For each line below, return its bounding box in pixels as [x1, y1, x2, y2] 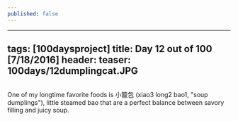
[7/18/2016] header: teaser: [7, 54, 131, 66]
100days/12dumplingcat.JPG [7, 65, 138, 77]
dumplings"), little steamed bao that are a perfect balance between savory [7, 98, 225, 107]
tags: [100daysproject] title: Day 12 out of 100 [7, 43, 212, 55]
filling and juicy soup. [7, 106, 69, 115]
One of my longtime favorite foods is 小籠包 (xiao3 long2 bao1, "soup [7, 91, 208, 99]
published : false [7, 10, 59, 18]
